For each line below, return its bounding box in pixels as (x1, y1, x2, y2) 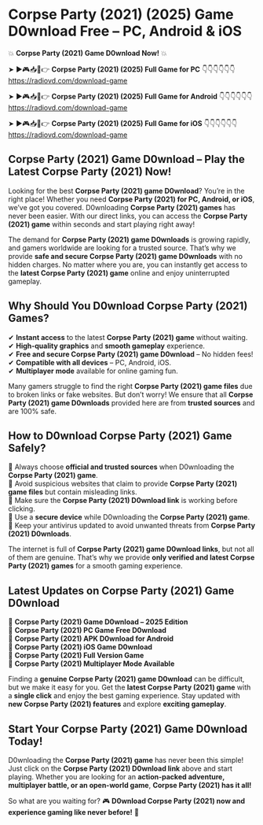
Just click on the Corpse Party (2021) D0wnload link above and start (8, 764, 233, 773)
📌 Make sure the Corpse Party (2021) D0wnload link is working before (8, 496, 238, 505)
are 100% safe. (8, 406, 57, 416)
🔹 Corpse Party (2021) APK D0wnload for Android (8, 634, 174, 643)
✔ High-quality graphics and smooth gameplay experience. (8, 341, 206, 350)
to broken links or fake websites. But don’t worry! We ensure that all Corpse (8, 390, 254, 399)
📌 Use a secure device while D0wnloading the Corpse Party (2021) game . (8, 512, 250, 522)
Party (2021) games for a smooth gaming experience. (8, 561, 183, 571)
